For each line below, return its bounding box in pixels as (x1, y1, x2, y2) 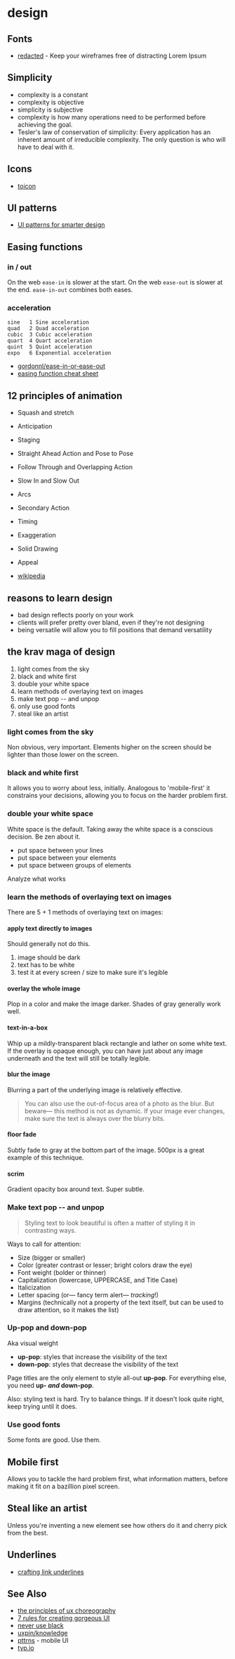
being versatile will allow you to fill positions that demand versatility (17, 626, 213, 634)
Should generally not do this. (7, 940, 90, 948)
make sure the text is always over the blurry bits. (24, 1114, 166, 1122)
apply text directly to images (7, 924, 93, 932)
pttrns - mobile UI (17, 1637, 69, 1645)
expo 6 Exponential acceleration (7, 350, 112, 357)
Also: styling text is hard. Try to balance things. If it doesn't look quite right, (7, 1394, 224, 1403)
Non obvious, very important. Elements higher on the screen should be (7, 743, 212, 752)
